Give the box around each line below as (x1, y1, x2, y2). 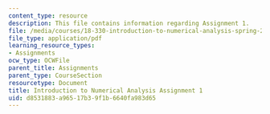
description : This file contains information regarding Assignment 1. (8, 19, 250, 27)
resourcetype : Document (8, 79, 88, 87)
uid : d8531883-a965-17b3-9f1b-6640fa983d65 (8, 94, 157, 102)
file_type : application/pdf (8, 34, 103, 43)
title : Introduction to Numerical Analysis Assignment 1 (8, 86, 203, 95)
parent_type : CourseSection (8, 71, 103, 79)
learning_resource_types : (8, 42, 95, 50)
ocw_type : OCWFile (8, 57, 70, 65)
